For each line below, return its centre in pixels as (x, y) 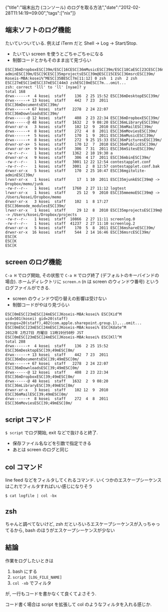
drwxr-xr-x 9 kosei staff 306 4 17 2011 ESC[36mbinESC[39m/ (78, 157)
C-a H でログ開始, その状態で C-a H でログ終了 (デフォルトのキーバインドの (82, 275)
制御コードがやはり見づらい (41, 304)
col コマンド (24, 467)
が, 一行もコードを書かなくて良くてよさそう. (51, 593)
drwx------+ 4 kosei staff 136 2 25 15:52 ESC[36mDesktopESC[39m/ (82, 96)
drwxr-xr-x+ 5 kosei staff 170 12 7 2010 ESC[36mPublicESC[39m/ (81, 144)
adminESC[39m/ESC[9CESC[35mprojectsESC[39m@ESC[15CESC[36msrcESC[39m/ (80, 74)
